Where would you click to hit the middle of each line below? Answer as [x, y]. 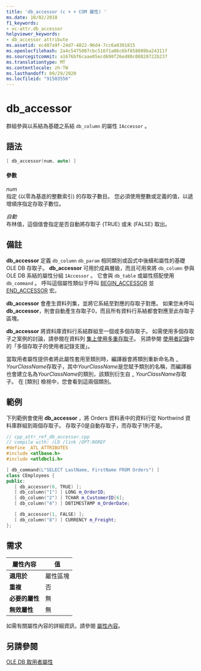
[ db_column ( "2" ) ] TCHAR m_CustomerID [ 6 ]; [69, 498]
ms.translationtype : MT [36, 62]
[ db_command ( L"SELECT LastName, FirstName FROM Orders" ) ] [83, 470]
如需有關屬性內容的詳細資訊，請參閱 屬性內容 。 [65, 625]
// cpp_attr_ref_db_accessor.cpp [48, 437]
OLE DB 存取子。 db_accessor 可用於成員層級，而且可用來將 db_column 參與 [100, 268]
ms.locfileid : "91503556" [38, 79]
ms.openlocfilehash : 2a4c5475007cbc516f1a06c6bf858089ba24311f [87, 51]
